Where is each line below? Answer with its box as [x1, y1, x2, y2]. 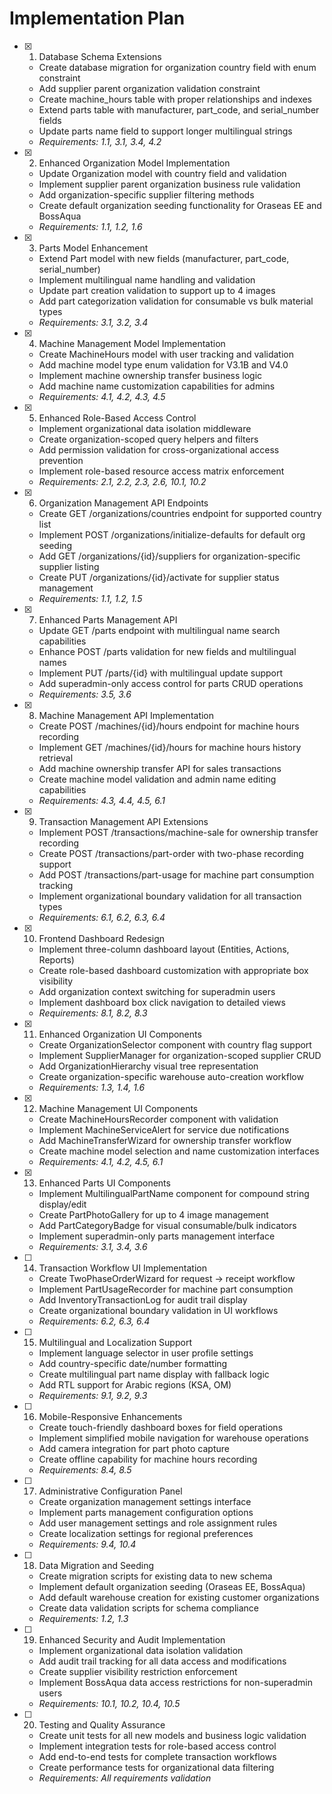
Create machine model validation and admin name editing [38, 773, 277, 785]
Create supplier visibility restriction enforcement [38, 1665, 238, 1677]
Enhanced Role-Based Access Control [38, 412, 197, 424]
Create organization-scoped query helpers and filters [38, 433, 259, 445]
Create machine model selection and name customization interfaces [38, 1145, 320, 1157]
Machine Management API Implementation [38, 709, 215, 721]
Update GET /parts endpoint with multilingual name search [38, 624, 281, 636]
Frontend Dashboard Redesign [38, 932, 166, 944]
